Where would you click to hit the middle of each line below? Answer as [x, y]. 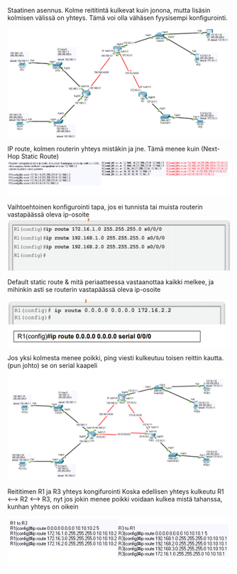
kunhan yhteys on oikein [43, 507]
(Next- [210, 148]
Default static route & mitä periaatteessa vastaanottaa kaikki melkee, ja [111, 282]
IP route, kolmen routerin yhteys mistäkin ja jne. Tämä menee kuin [104, 148]
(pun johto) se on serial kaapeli [53, 365]
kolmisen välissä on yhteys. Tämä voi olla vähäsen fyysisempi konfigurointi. [118, 18]
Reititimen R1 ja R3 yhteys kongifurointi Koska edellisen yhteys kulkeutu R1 [116, 491]
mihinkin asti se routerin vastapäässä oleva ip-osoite [84, 290]
